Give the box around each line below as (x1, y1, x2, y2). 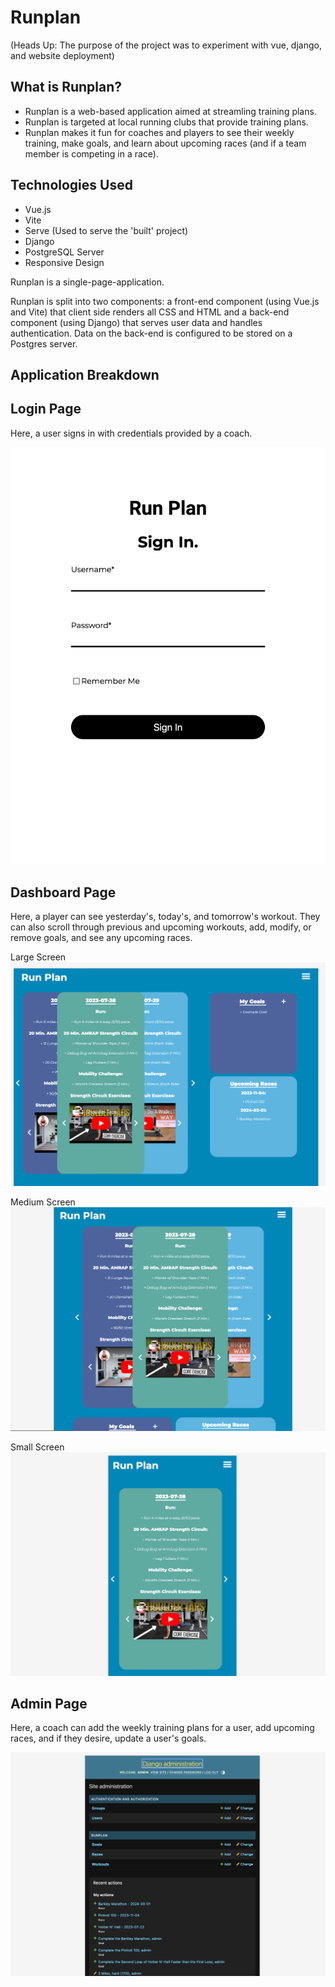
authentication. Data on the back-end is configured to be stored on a (10, 327, 293, 339)
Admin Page (10, 1696, 88, 1713)
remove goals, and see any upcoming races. (10, 932, 193, 944)
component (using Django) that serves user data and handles (10, 316, 263, 328)
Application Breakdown (10, 366, 160, 383)
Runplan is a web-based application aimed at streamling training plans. (24, 105, 317, 117)
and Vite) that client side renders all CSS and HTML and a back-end (10, 306, 290, 318)
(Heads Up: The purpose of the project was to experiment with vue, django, (10, 39, 322, 51)
